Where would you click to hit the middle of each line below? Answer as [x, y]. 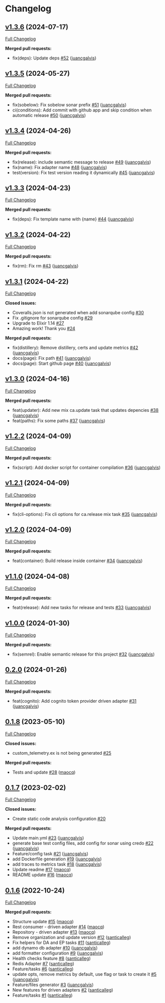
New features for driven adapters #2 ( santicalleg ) [63, 990]
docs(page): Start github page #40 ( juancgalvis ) [62, 363]
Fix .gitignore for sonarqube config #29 [53, 318]
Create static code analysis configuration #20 [59, 819]
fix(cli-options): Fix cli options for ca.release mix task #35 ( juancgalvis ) [85, 514]
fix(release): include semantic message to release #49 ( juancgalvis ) [82, 162]
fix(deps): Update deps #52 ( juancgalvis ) [54, 58]
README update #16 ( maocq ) [43, 875]
